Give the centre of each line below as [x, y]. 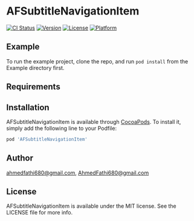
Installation [28, 107]
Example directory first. [35, 68]
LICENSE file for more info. [40, 213]
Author [20, 158]
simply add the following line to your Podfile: [61, 128]
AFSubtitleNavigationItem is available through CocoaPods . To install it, [94, 121]
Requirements [33, 87]
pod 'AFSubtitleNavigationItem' [47, 139]
